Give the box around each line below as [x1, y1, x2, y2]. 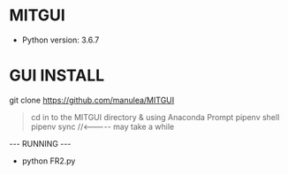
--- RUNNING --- [9, 138, 72, 148]
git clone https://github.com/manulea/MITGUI [9, 95, 175, 105]
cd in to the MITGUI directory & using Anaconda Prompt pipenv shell [30, 111, 280, 122]
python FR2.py [21, 156, 76, 166]
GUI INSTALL [9, 65, 105, 86]
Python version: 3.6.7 [21, 34, 100, 45]
